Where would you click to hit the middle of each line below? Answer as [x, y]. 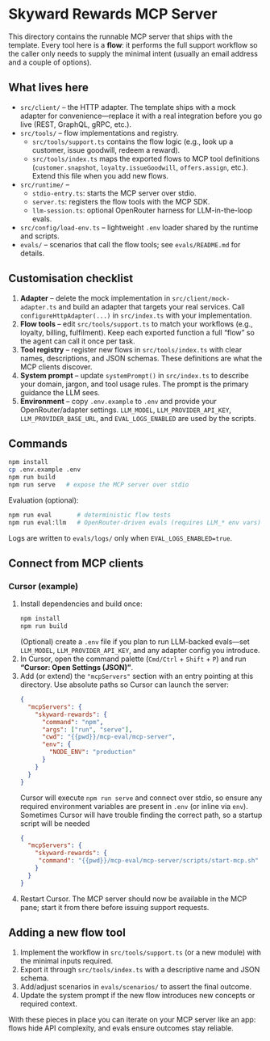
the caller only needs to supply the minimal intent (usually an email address [133, 53]
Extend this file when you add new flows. [100, 175]
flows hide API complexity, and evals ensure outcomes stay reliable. [121, 1028]
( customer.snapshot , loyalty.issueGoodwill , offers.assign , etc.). [140, 167]
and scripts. [40, 236]
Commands [38, 443]
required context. [49, 1004]
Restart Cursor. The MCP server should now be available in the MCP [133, 899]
